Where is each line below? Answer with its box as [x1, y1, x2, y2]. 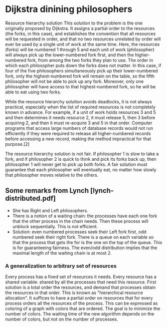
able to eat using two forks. [5, 89, 61, 95]
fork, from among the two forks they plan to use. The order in [27, 57, 154, 63]
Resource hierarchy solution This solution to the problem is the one [5, 20, 143, 26]
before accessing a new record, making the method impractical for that [5, 136, 152, 142]
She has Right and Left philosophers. [12, 207, 88, 213]
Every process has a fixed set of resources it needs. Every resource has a [5, 274, 157, 280]
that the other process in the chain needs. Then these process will [12, 218, 149, 224]
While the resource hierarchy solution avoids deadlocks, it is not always [5, 98, 152, 104]
